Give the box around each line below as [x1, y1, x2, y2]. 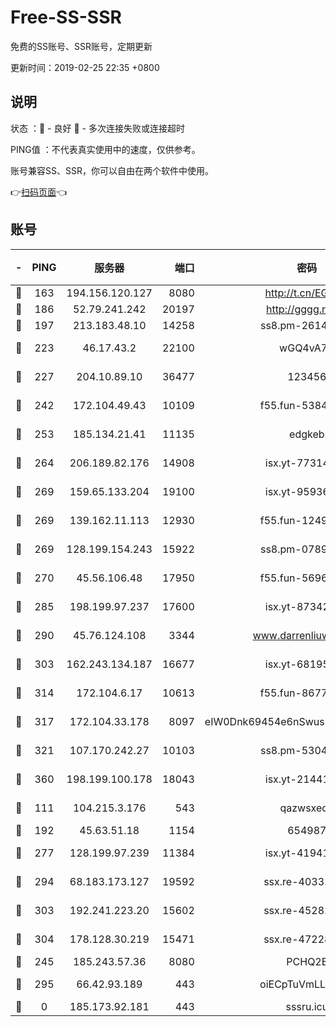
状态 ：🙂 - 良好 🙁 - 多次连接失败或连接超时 [10, 122, 185, 134]
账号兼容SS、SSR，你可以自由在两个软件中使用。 [10, 164, 214, 176]
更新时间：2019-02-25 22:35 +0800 [10, 61, 160, 73]
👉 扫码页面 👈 [10, 186, 68, 198]
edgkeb [289, 427, 325, 441]
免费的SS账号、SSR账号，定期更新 [10, 40, 153, 52]
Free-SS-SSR [10, 6, 122, 29]
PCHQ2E [286, 954, 328, 968]
